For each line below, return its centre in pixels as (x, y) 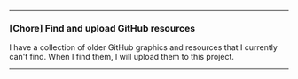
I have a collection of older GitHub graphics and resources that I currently (143, 47)
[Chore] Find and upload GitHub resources (102, 28)
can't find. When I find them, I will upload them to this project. (122, 57)
